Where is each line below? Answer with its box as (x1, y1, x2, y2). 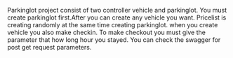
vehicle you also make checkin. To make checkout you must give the (7, 28, 206, 36)
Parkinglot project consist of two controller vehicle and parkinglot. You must (7, 6, 227, 14)
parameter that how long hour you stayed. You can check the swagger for (7, 36, 221, 44)
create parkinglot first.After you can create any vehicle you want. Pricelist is (7, 13, 227, 22)
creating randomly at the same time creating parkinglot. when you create (7, 21, 218, 29)
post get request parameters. (7, 43, 92, 51)
